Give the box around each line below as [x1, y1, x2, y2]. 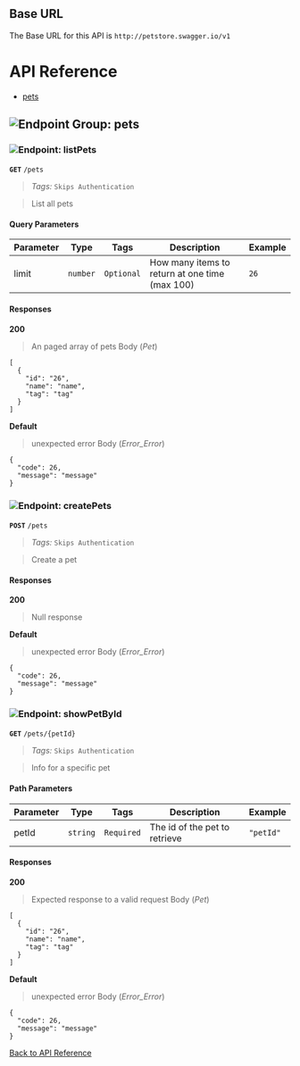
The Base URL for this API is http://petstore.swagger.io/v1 [9, 29, 230, 41]
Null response [30, 612, 83, 622]
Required [104, 828, 141, 837]
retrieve [149, 832, 182, 845]
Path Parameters [9, 783, 73, 794]
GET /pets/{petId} [9, 729, 76, 738]
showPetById [62, 708, 122, 720]
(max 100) [149, 279, 195, 291]
